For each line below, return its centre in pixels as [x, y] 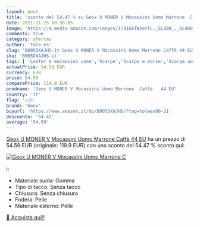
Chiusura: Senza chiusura [46, 193]
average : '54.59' [28, 122]
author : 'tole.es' [29, 45]
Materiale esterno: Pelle [44, 206]
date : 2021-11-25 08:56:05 [40, 23]
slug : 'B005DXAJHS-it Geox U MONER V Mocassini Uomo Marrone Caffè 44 [96, 51]
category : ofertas [29, 39]
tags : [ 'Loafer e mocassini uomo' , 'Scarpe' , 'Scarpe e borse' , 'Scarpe [96, 61]
